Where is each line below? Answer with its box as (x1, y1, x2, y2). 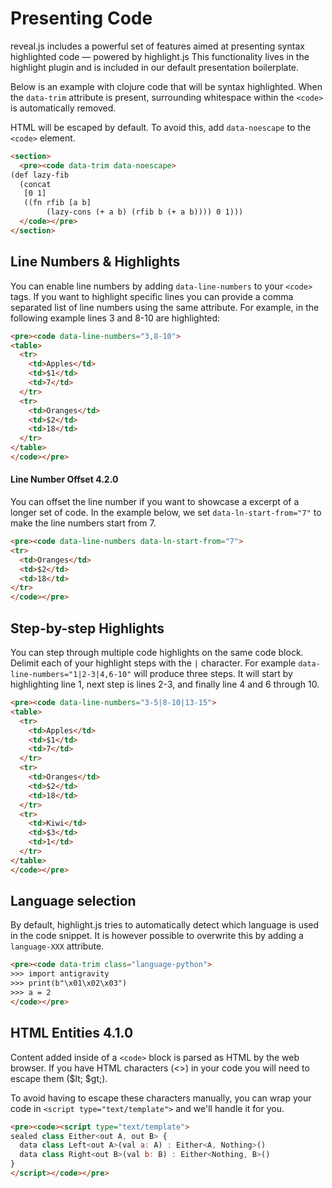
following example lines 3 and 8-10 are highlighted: (10, 312, 221, 324)
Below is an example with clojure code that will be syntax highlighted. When (10, 80, 323, 92)
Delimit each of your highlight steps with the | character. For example (10, 657, 297, 669)
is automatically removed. (10, 102, 117, 114)
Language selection (10, 893, 137, 910)
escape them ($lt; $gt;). (10, 1072, 108, 1084)
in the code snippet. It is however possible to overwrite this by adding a (10, 930, 304, 942)
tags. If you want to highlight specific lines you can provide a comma (10, 290, 294, 302)
